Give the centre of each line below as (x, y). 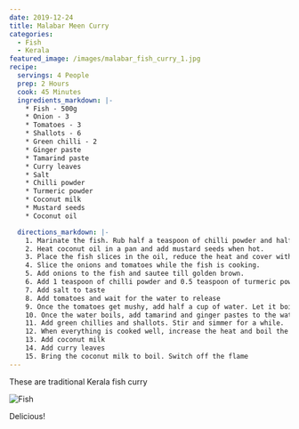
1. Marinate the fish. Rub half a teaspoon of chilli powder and (149, 240)
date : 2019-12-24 (41, 17)
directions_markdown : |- (63, 232)
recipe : (24, 68)
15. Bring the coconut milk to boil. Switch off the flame (137, 356)
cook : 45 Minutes (49, 92)
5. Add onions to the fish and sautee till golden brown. (135, 274)
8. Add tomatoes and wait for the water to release (123, 298)
